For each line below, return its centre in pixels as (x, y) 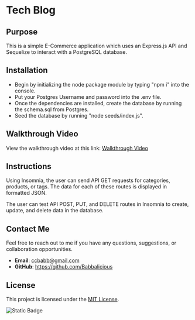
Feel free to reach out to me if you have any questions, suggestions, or (91, 243)
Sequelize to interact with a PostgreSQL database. (67, 52)
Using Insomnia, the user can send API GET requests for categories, (88, 180)
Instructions (29, 166)
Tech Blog (31, 10)
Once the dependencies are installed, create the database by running (98, 103)
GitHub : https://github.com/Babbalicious (64, 267)
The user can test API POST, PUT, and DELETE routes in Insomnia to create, (97, 204)
